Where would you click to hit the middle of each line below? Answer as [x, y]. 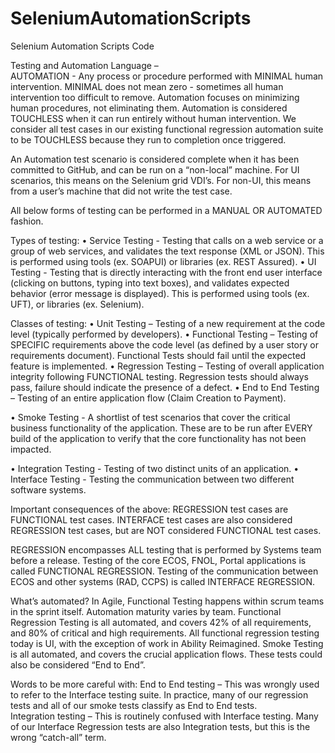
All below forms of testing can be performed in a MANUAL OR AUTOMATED [166, 210]
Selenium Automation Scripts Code [82, 46]
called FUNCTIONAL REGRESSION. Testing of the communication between [164, 571]
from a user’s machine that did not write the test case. [121, 191]
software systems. [48, 489]
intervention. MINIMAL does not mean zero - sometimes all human [147, 86]
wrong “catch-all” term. [58, 737]
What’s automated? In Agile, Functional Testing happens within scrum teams [167, 601]
